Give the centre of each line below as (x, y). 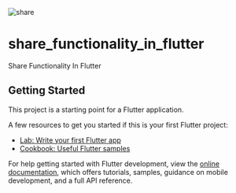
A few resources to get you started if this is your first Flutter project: (118, 124)
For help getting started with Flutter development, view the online (114, 163)
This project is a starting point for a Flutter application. (96, 109)
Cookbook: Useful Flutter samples (75, 148)
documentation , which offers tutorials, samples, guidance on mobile (118, 172)
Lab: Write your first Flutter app (70, 140)
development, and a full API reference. (70, 180)
